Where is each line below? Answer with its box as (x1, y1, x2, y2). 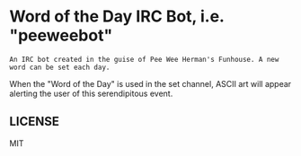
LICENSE (9, 114, 60, 129)
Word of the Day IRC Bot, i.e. (9, 6, 225, 27)
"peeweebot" (9, 25, 113, 46)
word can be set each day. (9, 63, 111, 72)
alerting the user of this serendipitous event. (9, 88, 173, 99)
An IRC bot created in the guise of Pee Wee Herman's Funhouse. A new (9, 55, 279, 64)
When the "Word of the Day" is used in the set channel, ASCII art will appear (9, 78, 292, 89)
